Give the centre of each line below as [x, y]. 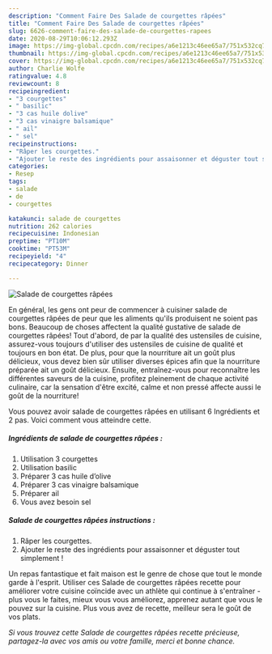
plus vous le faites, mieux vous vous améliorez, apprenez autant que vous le [136, 599]
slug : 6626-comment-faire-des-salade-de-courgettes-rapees [110, 31]
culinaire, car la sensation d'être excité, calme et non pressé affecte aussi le [135, 387]
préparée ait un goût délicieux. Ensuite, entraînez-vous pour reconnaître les [134, 370]
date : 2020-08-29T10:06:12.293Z [63, 38]
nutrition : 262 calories [50, 226]
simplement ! [42, 558]
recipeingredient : [39, 91]
